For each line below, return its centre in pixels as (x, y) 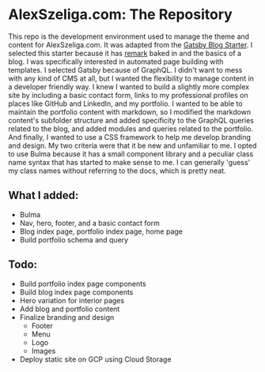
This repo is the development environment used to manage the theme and (129, 36)
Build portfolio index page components (83, 284)
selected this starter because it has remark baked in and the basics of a (125, 53)
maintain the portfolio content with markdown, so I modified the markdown (130, 111)
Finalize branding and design (67, 317)
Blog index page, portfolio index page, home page (101, 231)
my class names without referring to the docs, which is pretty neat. (117, 171)
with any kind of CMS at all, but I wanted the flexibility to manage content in (131, 78)
